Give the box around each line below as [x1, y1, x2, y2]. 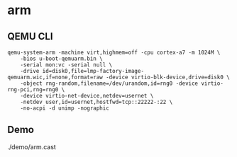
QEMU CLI [7, 30, 53, 42]
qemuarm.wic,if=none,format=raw [7, 74, 103, 81]
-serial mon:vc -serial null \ [20, 62, 113, 69]
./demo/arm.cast [7, 142, 57, 151]
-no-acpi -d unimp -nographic [20, 105, 110, 112]
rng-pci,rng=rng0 [7, 86, 59, 93]
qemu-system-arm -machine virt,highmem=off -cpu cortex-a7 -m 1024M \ [7, 49, 221, 56]
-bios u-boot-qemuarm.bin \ [20, 55, 103, 62]
